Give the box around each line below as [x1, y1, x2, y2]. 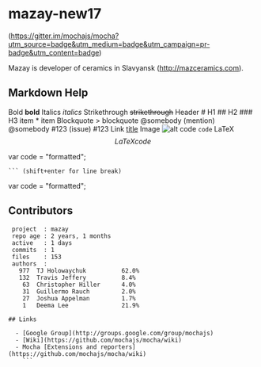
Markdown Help [8, 86, 89, 100]
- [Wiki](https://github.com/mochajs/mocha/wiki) [15, 336, 182, 344]
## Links [8, 315, 37, 323]
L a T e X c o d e [114, 136, 152, 146]
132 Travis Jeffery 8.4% [18, 273, 136, 281]
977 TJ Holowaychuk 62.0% [18, 266, 140, 274]
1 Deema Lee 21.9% [22, 301, 140, 309]
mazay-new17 [8, 5, 102, 23]
